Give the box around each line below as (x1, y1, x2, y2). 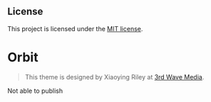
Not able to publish (7, 86, 63, 95)
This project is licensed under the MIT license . (7, 24, 143, 33)
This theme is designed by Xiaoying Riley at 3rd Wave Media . (24, 72, 205, 81)
